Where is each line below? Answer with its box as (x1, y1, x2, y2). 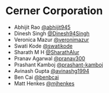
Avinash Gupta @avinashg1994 (13, 67, 90, 74)
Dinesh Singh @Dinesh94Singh (13, 29, 90, 36)
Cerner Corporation (5, 4, 103, 18)
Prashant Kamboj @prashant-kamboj (13, 61, 103, 68)
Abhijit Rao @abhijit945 (13, 24, 71, 31)
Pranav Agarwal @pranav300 (13, 55, 86, 62)
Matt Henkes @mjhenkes (13, 79, 74, 87)
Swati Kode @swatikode (13, 42, 73, 49)
